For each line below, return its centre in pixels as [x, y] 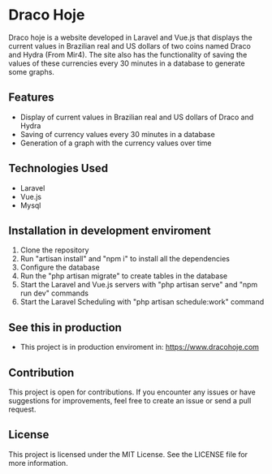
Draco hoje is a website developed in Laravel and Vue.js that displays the [131, 37]
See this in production [65, 327]
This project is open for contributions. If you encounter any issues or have [132, 392]
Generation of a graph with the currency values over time [116, 143]
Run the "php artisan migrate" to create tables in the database [124, 276]
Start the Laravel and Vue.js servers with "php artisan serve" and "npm [139, 285]
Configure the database [60, 267]
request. [22, 409]
